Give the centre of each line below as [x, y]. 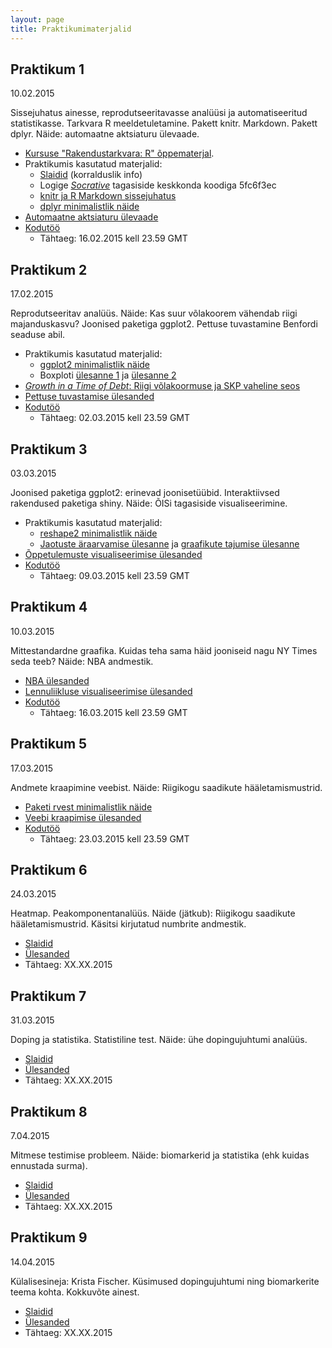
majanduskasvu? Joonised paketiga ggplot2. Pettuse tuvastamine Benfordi [164, 324]
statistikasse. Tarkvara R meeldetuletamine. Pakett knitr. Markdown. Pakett [164, 123]
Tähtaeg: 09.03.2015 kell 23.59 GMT [114, 575]
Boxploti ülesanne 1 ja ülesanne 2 [108, 375]
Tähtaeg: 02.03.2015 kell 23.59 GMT [115, 418]
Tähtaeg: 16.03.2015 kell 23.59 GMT [113, 712]
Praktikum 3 [49, 449]
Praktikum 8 [49, 1111]
